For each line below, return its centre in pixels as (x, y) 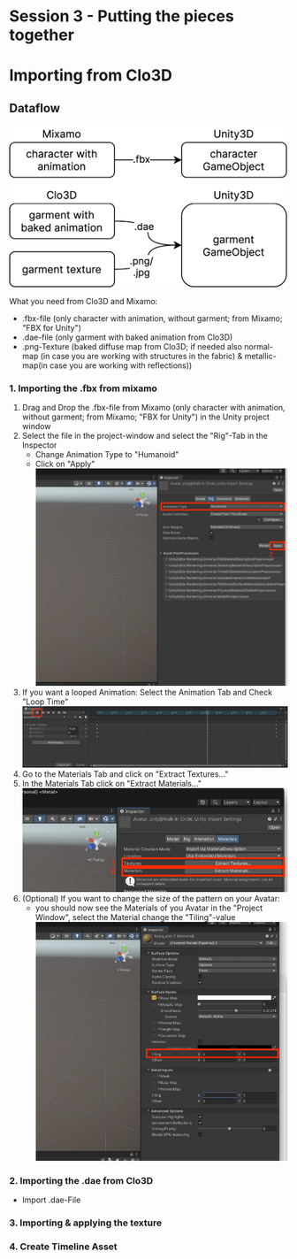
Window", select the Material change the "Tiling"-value (135, 917)
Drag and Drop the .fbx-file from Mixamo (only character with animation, (153, 408)
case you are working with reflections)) (121, 365)
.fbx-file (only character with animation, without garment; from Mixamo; (152, 319)
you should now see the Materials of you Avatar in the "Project (149, 908)
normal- (259, 347)
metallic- (260, 357)
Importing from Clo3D (91, 76)
